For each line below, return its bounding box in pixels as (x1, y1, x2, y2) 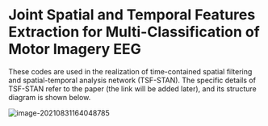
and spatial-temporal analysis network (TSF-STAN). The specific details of (8, 75, 257, 85)
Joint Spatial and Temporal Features (8, 6, 256, 24)
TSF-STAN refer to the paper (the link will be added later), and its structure (8, 83, 257, 94)
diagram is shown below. (8, 92, 91, 102)
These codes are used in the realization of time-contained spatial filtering (8, 66, 253, 76)
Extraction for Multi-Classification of (8, 23, 260, 41)
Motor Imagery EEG (8, 40, 141, 58)
